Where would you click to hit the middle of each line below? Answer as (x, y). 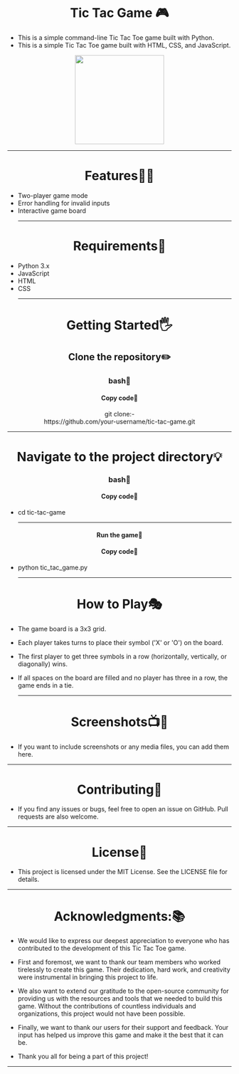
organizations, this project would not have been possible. (101, 1014)
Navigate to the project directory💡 (119, 457)
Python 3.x (33, 265)
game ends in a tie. (46, 685)
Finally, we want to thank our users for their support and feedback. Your (123, 1028)
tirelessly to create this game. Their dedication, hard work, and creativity (124, 970)
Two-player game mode (53, 195)
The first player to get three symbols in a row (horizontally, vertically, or (122, 656)
